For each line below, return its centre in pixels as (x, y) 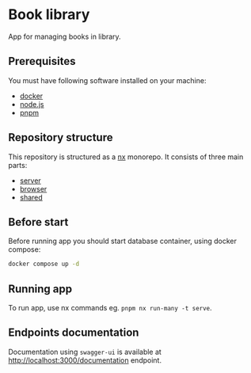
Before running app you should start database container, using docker (123, 241)
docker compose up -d (44, 264)
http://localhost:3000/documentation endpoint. (85, 360)
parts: (18, 165)
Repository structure (61, 137)
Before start (38, 222)
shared (31, 197)
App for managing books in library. (65, 36)
